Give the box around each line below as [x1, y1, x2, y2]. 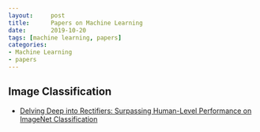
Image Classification [8, 85, 112, 99]
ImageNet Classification [19, 114, 98, 123]
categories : [8, 41, 47, 49]
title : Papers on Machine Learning [8, 19, 144, 27]
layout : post [8, 11, 66, 20]
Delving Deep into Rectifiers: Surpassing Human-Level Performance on [19, 106, 252, 115]
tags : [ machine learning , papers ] [8, 33, 122, 42]
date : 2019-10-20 [8, 26, 87, 34]
